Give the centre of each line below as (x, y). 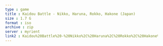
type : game (17, 9)
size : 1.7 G (18, 18)
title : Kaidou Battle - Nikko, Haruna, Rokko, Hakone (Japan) (70, 14)
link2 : (13, 36)
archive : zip (19, 27)
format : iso (18, 23)
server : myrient (23, 32)
